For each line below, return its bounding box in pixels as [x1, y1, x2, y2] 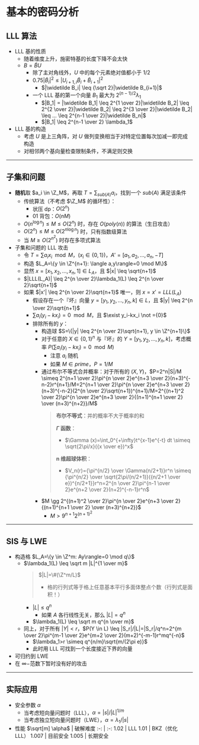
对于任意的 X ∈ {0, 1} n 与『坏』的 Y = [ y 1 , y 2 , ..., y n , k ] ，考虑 [41, 334, 187, 344]
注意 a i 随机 [50, 352, 79, 361]
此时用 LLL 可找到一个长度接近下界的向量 [32, 645, 133, 652]
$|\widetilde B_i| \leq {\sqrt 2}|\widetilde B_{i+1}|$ [41, 84, 162, 91]
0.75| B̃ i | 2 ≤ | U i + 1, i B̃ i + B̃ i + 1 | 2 [32, 75, 104, 85]
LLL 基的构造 [14, 125, 46, 132]
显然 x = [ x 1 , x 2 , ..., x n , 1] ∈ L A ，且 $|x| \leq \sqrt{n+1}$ [23, 267, 156, 276]
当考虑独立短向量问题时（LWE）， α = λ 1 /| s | [23, 717, 129, 725]
